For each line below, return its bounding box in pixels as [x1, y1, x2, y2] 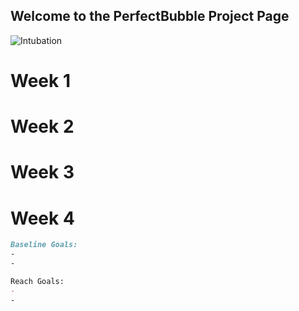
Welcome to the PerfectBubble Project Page [10, 8, 290, 25]
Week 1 [10, 70, 71, 92]
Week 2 [10, 115, 75, 138]
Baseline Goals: [10, 240, 78, 250]
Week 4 [10, 207, 75, 229]
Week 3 [10, 161, 75, 184]
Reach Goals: [10, 276, 65, 286]
